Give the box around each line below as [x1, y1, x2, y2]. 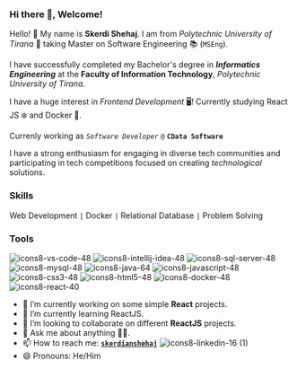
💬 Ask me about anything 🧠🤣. [22, 327, 131, 338]
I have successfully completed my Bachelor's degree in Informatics [9, 59, 261, 70]
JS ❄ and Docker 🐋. [9, 110, 83, 120]
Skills [9, 189, 34, 202]
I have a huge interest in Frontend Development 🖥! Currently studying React [9, 96, 289, 107]
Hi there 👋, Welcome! [9, 8, 103, 21]
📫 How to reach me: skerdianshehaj [22, 337, 158, 348]
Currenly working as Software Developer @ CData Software [9, 130, 224, 142]
